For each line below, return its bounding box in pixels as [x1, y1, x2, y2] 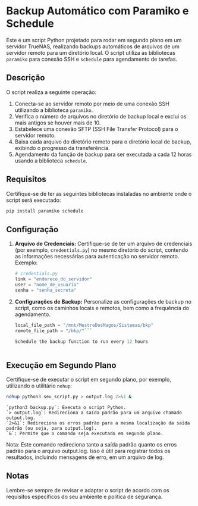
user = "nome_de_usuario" [14, 282, 79, 288]
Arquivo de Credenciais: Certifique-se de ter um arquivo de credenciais [14, 240, 193, 248]
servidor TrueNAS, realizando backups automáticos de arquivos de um [6, 43, 180, 50]
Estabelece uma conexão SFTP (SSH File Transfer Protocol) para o [14, 125, 178, 132]
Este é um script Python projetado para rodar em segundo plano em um [6, 36, 182, 43]
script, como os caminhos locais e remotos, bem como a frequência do [14, 304, 189, 311]
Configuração [6, 224, 59, 235]
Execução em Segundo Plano [6, 360, 117, 370]
